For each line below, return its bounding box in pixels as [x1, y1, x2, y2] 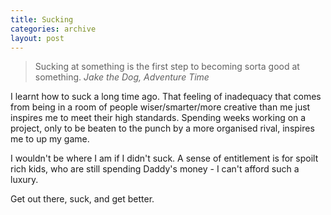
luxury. [10, 174, 39, 186]
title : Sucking [10, 14, 74, 25]
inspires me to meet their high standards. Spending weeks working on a [10, 112, 307, 124]
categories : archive [10, 24, 97, 34]
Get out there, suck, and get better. [10, 193, 155, 205]
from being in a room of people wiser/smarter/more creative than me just [10, 101, 311, 113]
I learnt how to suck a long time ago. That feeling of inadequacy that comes [10, 91, 322, 103]
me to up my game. [10, 133, 90, 145]
